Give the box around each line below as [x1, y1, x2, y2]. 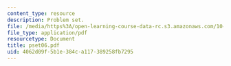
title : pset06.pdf [7, 42, 60, 49]
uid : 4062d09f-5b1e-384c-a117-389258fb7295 [7, 49, 134, 56]
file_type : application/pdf [7, 29, 88, 36]
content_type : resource [7, 10, 76, 17]
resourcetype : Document [7, 36, 76, 43]
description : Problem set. [7, 16, 85, 23]
